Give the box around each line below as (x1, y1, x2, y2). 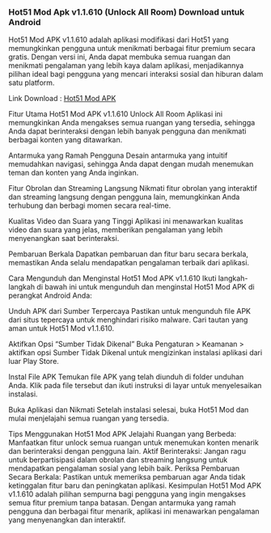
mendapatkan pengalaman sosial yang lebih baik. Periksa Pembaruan (8, 463, 240, 473)
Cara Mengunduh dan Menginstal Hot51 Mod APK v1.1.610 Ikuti (8, 273, 217, 283)
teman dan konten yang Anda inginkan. (8, 168, 139, 178)
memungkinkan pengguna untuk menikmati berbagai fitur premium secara (8, 44, 256, 53)
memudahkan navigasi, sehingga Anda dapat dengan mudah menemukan (8, 159, 254, 169)
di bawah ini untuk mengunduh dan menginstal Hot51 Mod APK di (36, 282, 255, 292)
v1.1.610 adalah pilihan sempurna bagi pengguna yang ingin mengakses (8, 489, 247, 499)
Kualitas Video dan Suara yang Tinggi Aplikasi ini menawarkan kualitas (8, 217, 244, 226)
